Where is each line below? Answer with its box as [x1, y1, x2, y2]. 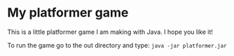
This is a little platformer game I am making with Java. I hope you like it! [7, 28, 214, 36]
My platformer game [7, 5, 129, 21]
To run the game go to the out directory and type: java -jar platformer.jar [7, 41, 227, 49]
